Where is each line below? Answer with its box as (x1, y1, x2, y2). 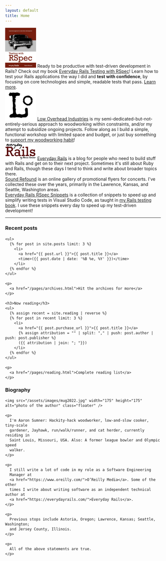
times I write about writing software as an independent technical (9, 487, 152, 492)
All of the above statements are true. (9, 547, 92, 552)
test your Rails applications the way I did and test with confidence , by (5, 73, 148, 79)
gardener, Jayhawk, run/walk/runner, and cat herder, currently (9, 428, 145, 433)
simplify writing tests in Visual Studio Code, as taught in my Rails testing (5, 197, 152, 203)
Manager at (9, 473, 32, 477)
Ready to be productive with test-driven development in (37, 63, 151, 69)
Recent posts (5, 225, 38, 232)
